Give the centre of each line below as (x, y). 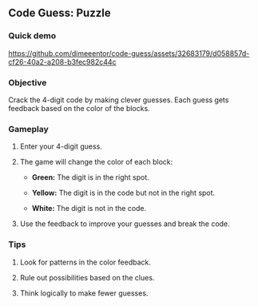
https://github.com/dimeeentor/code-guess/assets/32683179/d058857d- (129, 53)
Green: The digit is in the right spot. (90, 177)
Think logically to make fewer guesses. (84, 293)
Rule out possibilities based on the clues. (87, 277)
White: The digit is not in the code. (89, 209)
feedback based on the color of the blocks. (79, 108)
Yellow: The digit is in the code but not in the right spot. (123, 193)
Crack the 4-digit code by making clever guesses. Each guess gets (119, 100)
